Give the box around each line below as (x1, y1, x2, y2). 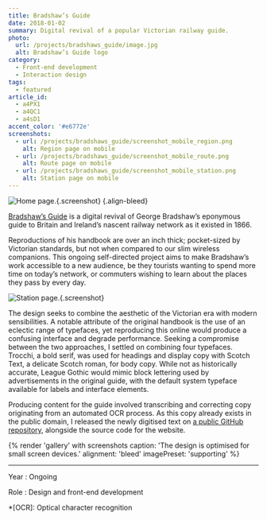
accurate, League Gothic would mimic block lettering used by (8, 367, 209, 377)
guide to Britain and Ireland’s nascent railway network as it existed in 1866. (8, 219, 252, 229)
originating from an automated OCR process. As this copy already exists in (8, 408, 252, 417)
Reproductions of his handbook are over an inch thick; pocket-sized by (8, 235, 241, 245)
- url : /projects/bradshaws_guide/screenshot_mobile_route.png (15, 152, 229, 160)
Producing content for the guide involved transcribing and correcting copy (8, 399, 252, 409)
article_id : (8, 93, 48, 101)
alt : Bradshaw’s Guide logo (15, 49, 109, 56)
